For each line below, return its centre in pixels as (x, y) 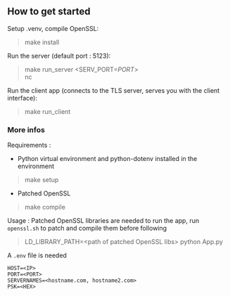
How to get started (49, 12)
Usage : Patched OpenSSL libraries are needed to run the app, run (103, 221)
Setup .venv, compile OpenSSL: (53, 28)
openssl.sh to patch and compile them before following (87, 229)
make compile (45, 207)
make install (42, 42)
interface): (22, 98)
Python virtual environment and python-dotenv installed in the (107, 159)
